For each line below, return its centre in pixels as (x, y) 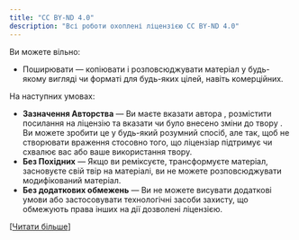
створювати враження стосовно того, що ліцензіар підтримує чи (147, 142)
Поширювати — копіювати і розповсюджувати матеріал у (134, 69)
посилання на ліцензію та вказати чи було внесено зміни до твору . (152, 123)
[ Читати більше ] (40, 227)
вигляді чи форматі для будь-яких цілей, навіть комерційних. (166, 78)
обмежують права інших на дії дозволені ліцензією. (122, 209)
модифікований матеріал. (72, 180)
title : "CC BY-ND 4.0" (52, 18)
